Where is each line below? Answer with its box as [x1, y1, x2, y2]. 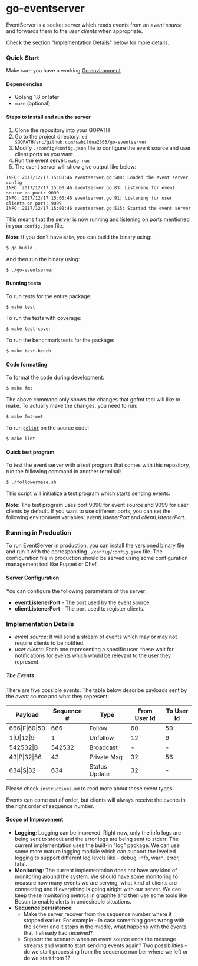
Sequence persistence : [14, 904, 73, 912]
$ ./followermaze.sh [6, 479, 57, 485]
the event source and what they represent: [6, 693, 110, 700]
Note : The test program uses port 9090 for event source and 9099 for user [6, 502, 189, 509]
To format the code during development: [6, 374, 104, 381]
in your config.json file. [6, 222, 64, 229]
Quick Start [6, 54, 39, 62]
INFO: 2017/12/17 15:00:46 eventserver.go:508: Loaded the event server [6, 174, 189, 180]
